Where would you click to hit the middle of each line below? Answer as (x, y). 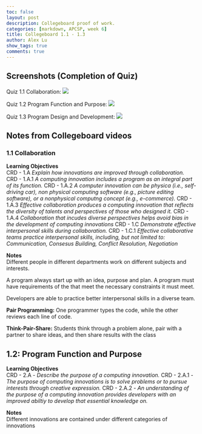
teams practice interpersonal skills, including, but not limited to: (86, 237)
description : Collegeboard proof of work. (61, 23)
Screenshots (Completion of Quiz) (72, 76)
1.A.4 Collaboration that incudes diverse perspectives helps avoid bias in (98, 218)
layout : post (23, 18)
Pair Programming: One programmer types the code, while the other (92, 310)
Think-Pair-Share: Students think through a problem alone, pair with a (94, 328)
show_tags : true (27, 46)
